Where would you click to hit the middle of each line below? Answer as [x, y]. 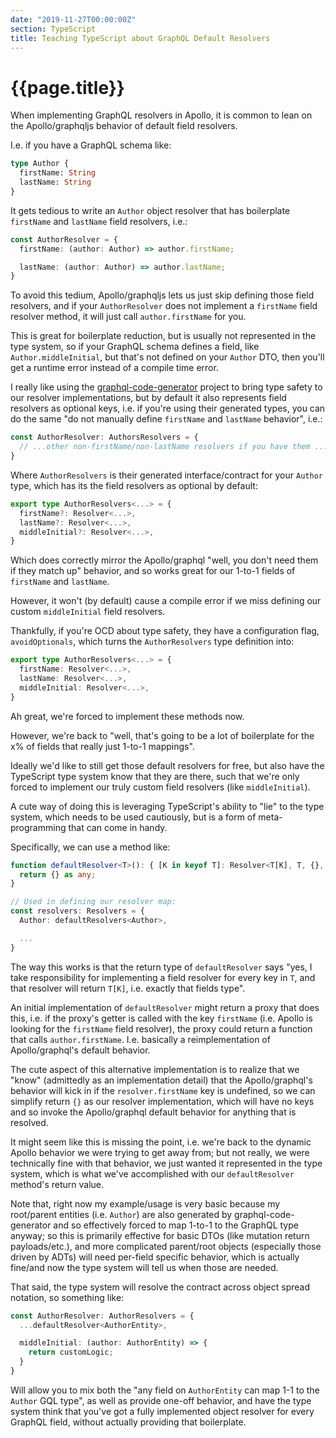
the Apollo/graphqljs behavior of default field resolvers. [124, 126]
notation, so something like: [67, 1297]
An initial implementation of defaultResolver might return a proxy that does [165, 1007]
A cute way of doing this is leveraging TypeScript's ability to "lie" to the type [167, 806]
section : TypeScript [53, 29]
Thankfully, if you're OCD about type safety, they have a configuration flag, [165, 631]
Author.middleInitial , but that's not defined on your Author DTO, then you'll [167, 357]
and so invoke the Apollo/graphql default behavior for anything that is [153, 1112]
